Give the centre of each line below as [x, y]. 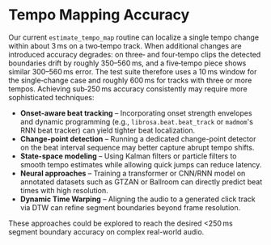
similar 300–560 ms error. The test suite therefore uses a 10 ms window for [133, 71]
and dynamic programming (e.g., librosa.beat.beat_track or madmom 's [136, 121]
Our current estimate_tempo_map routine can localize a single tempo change [134, 37]
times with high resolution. [64, 190]
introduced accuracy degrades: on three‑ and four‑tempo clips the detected [135, 54]
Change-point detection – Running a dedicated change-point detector [138, 138]
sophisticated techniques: [51, 97]
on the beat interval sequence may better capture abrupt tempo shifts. [137, 147]
